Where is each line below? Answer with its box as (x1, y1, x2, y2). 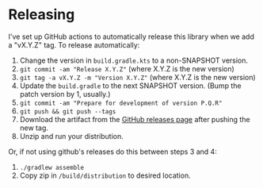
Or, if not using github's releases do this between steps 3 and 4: (8, 147, 218, 156)
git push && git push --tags (19, 107, 116, 116)
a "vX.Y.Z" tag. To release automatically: (8, 40, 140, 49)
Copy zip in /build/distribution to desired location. (19, 171, 192, 180)
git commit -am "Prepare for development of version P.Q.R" (19, 99, 223, 107)
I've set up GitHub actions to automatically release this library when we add (8, 32, 255, 41)
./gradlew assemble (19, 163, 85, 171)
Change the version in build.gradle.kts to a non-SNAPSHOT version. (19, 56, 248, 65)
